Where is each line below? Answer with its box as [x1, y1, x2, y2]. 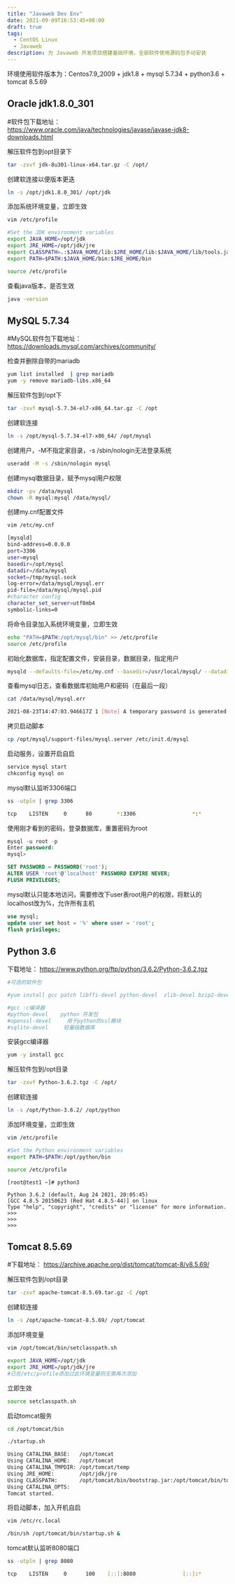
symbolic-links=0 [7, 606, 58, 613]
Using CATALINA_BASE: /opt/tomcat [7, 1451, 114, 1458]
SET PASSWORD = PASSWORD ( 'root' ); [7, 864, 108, 871]
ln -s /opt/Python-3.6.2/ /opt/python [7, 1107, 120, 1114]
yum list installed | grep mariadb [7, 371, 114, 378]
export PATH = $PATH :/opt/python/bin [7, 1153, 111, 1161]
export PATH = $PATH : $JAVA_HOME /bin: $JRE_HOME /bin [7, 255, 152, 262]
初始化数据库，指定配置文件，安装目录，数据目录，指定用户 [7, 654, 179, 662]
